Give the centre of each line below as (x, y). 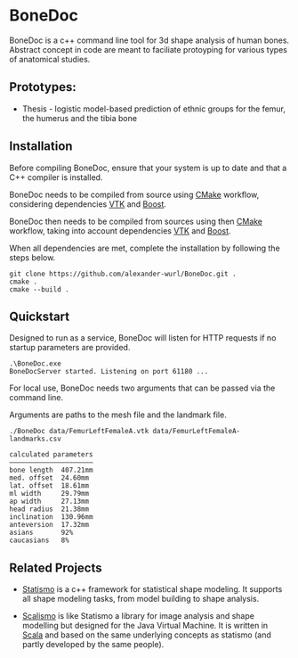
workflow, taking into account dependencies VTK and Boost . (120, 230)
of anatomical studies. (50, 59)
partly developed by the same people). (93, 645)
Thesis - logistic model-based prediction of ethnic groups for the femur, (154, 109)
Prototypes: (43, 87)
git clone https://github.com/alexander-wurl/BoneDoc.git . (123, 274)
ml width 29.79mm (49, 494)
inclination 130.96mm (51, 517)
